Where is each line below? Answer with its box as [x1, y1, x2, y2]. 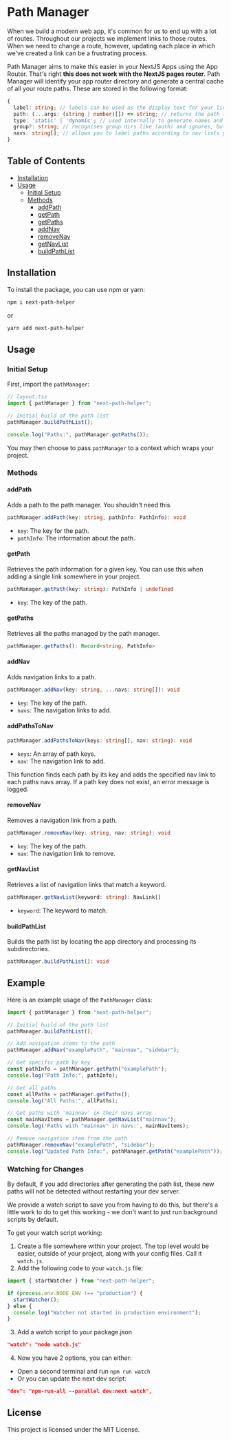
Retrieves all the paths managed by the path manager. [7, 629, 160, 637]
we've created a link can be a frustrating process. [7, 49, 148, 57]
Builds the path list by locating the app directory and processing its [7, 937, 197, 946]
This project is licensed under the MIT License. [7, 1425, 140, 1433]
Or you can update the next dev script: [16, 1374, 127, 1383]
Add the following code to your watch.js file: [16, 1264, 143, 1272]
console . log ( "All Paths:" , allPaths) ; [7, 1097, 118, 1105]
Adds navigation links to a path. [7, 672, 96, 681]
